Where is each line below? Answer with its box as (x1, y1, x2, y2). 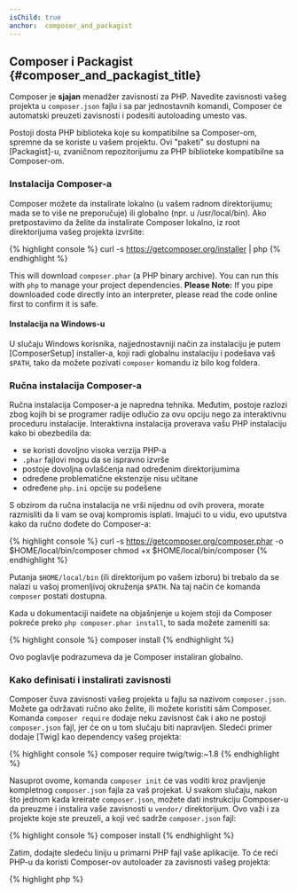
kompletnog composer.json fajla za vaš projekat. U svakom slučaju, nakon (9, 785, 277, 795)
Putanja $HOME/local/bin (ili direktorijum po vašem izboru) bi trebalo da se (9, 572, 279, 583)
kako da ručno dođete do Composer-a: (9, 519, 152, 529)
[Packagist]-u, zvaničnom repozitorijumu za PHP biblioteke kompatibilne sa (9, 146, 285, 157)
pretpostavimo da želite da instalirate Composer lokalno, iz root (9, 216, 241, 227)
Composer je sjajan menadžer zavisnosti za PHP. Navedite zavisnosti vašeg (9, 91, 287, 102)
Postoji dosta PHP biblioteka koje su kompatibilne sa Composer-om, (9, 128, 257, 138)
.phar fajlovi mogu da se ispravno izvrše (21, 454, 170, 466)
